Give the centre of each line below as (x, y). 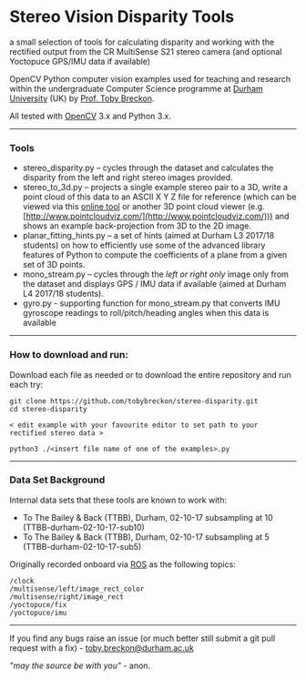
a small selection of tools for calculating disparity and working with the (142, 42)
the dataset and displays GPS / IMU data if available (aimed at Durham (154, 284)
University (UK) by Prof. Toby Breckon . (82, 98)
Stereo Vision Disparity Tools (122, 17)
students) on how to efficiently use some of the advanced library (144, 245)
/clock (22, 581)
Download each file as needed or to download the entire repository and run (150, 374)
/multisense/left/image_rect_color (77, 589)
